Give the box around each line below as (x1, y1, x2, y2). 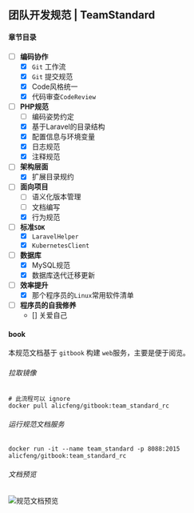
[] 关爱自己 (31, 311, 68, 320)
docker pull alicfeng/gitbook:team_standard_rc (8, 402, 170, 410)
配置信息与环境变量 (31, 132, 96, 142)
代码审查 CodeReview (31, 91, 97, 101)
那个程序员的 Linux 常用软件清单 (31, 291, 134, 300)
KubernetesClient (31, 242, 90, 250)
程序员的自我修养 (19, 300, 77, 311)
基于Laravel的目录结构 (31, 122, 105, 131)
